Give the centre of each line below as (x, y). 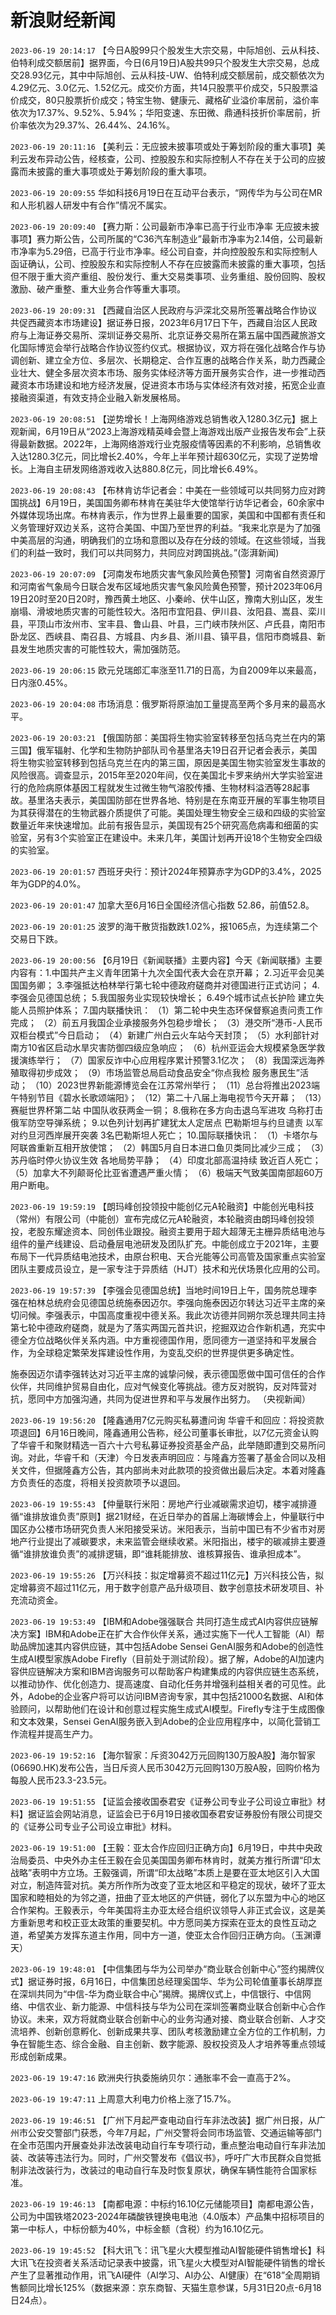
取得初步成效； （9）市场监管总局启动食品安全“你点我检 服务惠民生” (159, 1072)
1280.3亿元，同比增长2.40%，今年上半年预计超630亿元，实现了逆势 (168, 456)
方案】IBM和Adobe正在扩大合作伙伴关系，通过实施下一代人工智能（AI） (167, 1633)
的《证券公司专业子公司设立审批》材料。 (93, 1826)
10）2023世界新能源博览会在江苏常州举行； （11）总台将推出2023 (175, 1085)
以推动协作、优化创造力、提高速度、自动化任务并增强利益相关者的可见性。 (163, 1683)
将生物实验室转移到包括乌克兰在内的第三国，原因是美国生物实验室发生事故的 (168, 762)
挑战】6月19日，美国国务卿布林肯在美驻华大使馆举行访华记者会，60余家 (167, 502)
